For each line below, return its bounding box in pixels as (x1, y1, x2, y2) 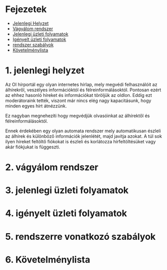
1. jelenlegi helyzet (5, 65, 85, 76)
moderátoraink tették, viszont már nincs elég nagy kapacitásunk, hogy (5, 97, 151, 103)
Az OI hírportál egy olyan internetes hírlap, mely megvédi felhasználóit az (5, 81, 157, 87)
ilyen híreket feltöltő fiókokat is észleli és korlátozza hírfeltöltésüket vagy (5, 138, 156, 144)
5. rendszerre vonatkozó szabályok (5, 231, 156, 242)
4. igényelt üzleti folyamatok (5, 208, 127, 219)
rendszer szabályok (12, 41, 54, 47)
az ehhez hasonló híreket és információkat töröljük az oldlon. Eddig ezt (5, 92, 152, 98)
